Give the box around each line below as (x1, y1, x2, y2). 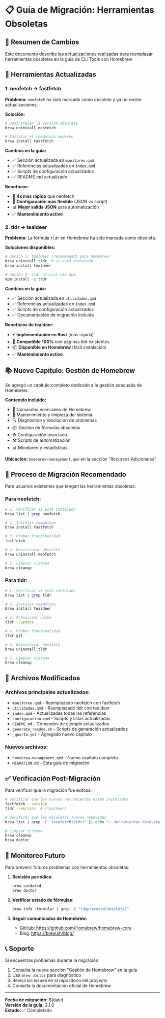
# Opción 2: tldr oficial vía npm (5, 272, 76, 277)
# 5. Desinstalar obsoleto (5, 642, 60, 647)
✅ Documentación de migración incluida (12, 312, 94, 317)
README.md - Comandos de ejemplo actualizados (12, 721, 110, 727)
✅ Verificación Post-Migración (5, 774, 101, 782)
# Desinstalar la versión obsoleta (5, 121, 78, 126)
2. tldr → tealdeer (5, 224, 48, 231)
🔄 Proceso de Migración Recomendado (5, 470, 127, 479)
